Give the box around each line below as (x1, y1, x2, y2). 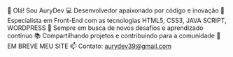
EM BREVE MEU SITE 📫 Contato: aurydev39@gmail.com (7, 42, 171, 50)
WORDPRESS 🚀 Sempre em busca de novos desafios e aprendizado (7, 24, 204, 32)
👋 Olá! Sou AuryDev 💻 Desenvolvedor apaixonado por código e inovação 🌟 (7, 6, 225, 15)
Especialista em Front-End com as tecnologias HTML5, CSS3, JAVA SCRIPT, (7, 17, 227, 24)
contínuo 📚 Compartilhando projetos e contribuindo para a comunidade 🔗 (7, 31, 221, 40)
